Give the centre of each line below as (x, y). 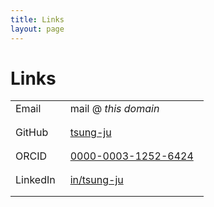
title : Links (37, 19)
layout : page (37, 29)
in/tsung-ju (96, 180)
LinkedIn (35, 180)
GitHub (32, 133)
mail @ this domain (114, 109)
